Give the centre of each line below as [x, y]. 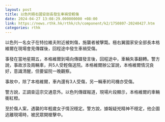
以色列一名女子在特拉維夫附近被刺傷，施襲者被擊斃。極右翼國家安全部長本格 [82, 43]
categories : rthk [23, 28]
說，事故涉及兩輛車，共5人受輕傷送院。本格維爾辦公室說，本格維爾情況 [77, 65]
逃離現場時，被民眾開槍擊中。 [35, 115]
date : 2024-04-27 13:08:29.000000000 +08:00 [51, 19]
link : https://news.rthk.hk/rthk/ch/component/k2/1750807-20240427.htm [80, 23]
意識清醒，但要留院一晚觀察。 [44, 71]
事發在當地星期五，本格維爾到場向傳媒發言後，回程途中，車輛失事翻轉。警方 [82, 59]
